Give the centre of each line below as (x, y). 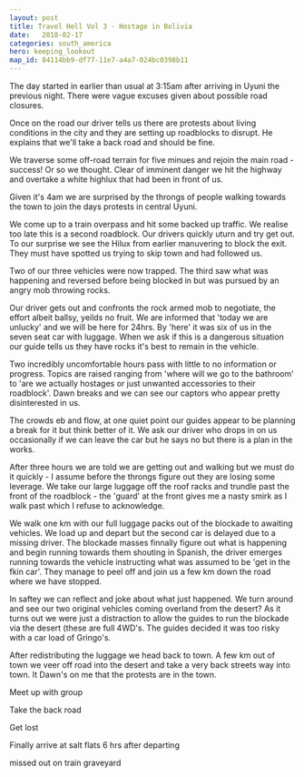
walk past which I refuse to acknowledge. (87, 505)
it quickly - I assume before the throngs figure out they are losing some (142, 477)
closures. (27, 105)
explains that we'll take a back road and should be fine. (113, 142)
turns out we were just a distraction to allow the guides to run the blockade (149, 618)
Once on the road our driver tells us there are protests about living (133, 123)
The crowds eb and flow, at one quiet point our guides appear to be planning (152, 420)
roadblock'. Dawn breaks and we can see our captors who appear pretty (145, 393)
